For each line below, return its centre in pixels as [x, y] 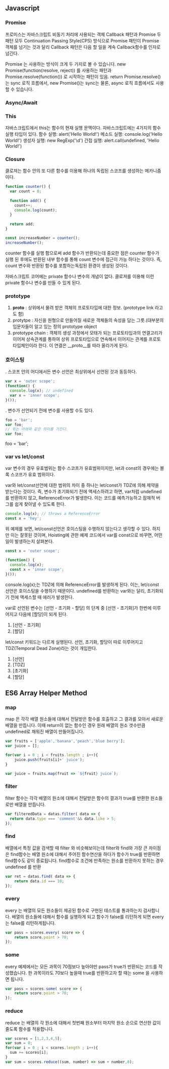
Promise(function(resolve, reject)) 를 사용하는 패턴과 [59, 70]
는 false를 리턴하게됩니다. [31, 923]
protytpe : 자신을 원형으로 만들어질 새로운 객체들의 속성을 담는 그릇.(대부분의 [88, 320]
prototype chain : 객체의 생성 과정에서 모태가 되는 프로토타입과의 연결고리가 [88, 333]
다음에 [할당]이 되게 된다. [43, 614]
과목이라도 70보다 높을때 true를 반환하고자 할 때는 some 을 [92, 973]
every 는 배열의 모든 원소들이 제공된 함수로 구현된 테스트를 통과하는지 [74, 910]
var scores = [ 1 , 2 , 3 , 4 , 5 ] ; [34, 1038]
